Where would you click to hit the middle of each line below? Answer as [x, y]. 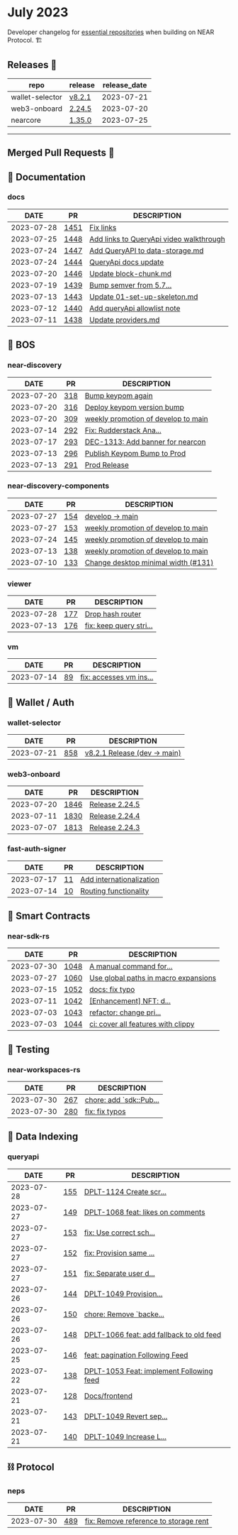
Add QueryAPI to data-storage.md [147, 251]
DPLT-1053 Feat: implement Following [149, 1371]
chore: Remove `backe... [124, 1314]
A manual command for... [131, 966]
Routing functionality [115, 890]
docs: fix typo [112, 990]
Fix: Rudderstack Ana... [123, 430]
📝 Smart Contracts [49, 916]
